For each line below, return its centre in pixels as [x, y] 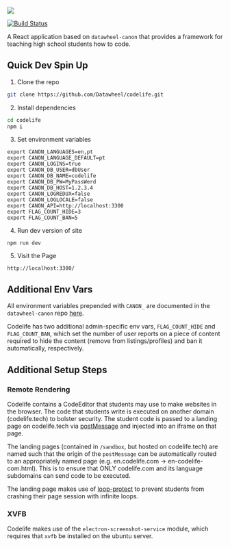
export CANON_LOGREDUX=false [49, 194]
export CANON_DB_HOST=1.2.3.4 [50, 188]
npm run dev [24, 243]
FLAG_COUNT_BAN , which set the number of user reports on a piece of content [114, 334]
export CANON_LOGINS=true [44, 164]
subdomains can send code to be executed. [69, 475]
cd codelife [24, 120]
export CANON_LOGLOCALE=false [50, 200]
